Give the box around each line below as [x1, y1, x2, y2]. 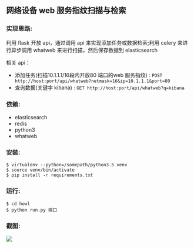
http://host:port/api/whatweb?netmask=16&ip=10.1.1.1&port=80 [14, 78, 170, 84]
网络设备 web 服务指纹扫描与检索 [6, 5, 126, 16]
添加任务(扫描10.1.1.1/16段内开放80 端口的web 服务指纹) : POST [14, 71, 163, 78]
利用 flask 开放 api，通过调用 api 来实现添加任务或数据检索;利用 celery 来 [6, 39, 183, 46]
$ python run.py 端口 [6, 207, 58, 213]
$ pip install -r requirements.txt [6, 172, 93, 178]
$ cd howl [6, 200, 31, 207]
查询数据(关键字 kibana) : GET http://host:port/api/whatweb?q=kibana [14, 84, 185, 91]
